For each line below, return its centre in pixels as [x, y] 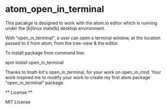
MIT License [18, 102]
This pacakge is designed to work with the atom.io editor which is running [81, 23]
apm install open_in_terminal [34, 62]
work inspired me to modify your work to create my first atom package [78, 77]
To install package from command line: [45, 53]
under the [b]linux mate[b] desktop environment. [55, 28]
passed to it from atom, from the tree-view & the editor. [62, 43]
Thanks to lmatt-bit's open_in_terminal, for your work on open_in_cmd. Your [83, 72]
